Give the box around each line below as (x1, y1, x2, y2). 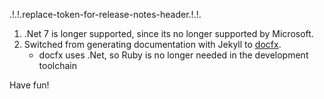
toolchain (38, 60, 78, 71)
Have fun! (9, 79, 50, 91)
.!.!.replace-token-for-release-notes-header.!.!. (9, 9, 202, 20)
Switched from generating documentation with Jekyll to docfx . (23, 39, 282, 50)
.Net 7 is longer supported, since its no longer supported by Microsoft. (23, 28, 314, 39)
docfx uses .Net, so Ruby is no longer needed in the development (38, 49, 309, 61)
